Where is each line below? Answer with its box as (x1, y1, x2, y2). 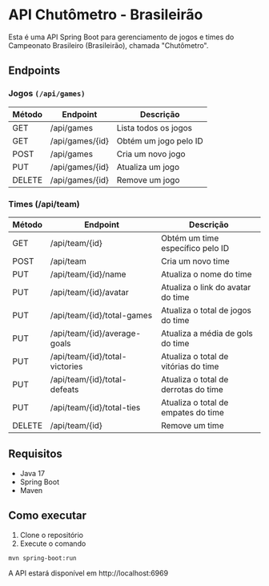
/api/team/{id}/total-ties (50, 402, 141, 413)
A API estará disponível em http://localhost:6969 (8, 568, 169, 578)
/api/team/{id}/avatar (50, 286, 130, 297)
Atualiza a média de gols (161, 327, 254, 338)
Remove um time (161, 419, 224, 430)
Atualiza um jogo (116, 161, 180, 172)
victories (50, 361, 83, 372)
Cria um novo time (161, 255, 230, 266)
